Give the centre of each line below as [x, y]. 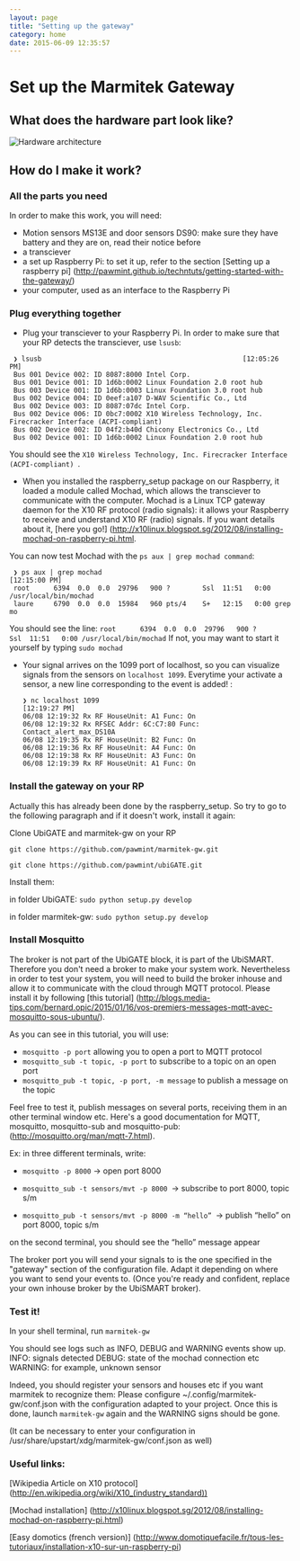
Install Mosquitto [47, 940]
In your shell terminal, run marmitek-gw [79, 1331]
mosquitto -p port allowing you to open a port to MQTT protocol [142, 1051]
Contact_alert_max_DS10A [69, 732]
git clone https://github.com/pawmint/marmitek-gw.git [114, 849]
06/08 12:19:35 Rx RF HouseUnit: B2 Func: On [109, 740]
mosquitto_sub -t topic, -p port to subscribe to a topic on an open [149, 1061]
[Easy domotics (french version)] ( [73, 1538]
